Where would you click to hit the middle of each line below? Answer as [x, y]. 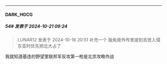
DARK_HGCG [19, 14]
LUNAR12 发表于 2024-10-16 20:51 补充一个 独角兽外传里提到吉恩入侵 [89, 39]
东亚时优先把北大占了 [39, 46]
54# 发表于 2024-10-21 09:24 [36, 26]
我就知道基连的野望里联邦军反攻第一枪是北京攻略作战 [60, 56]
